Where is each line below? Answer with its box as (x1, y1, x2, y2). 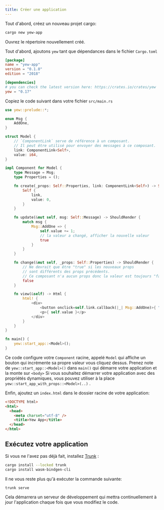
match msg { (22, 220, 47, 224)
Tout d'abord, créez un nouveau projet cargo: (5, 20, 97, 26)
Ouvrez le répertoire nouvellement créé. (5, 39, 85, 44)
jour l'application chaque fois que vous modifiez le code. (5, 499, 119, 505)
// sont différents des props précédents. (22, 269, 110, 274)
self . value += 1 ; (40, 228, 76, 233)
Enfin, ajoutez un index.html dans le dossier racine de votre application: (5, 390, 150, 396)
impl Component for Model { (5, 165, 62, 171)
